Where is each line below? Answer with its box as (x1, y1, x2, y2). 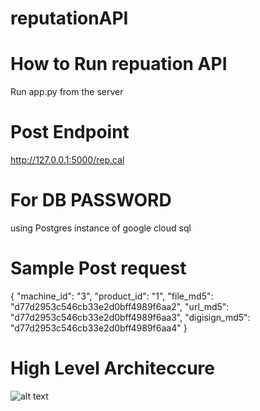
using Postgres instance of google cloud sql (10, 222, 192, 234)
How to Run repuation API (10, 53, 228, 76)
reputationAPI (10, 7, 129, 30)
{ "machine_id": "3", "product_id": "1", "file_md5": (10, 290, 214, 302)
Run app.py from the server (10, 86, 124, 98)
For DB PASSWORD (10, 189, 172, 212)
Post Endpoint (10, 121, 130, 144)
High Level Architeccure (10, 357, 216, 380)
